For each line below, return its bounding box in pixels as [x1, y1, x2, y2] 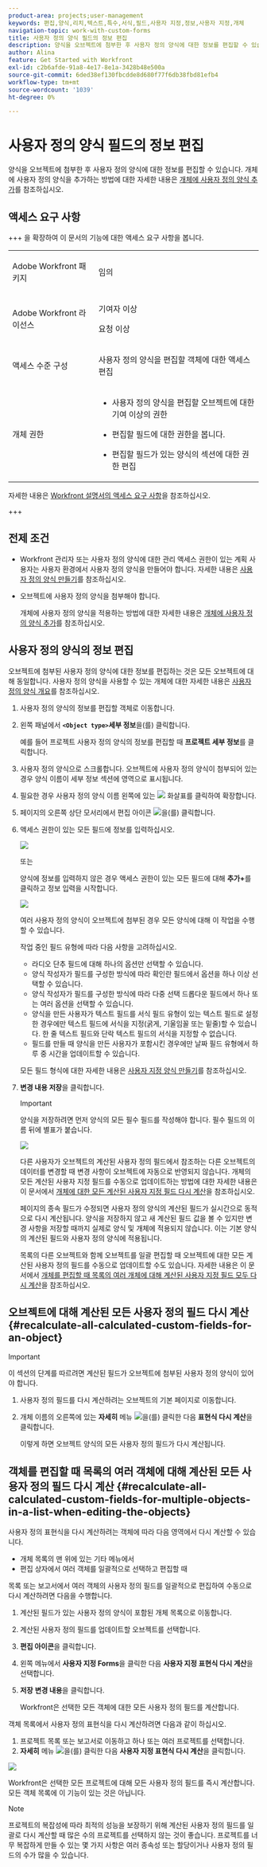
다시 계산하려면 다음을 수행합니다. [8, 1591, 113, 1601]
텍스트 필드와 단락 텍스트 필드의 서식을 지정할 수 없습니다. [59, 1028, 237, 1038]
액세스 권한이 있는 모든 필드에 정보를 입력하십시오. [19, 824, 175, 834]
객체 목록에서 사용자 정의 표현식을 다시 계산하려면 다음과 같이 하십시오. [8, 1720, 226, 1729]
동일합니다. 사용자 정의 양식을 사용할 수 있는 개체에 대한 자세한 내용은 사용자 [16, 676, 252, 686]
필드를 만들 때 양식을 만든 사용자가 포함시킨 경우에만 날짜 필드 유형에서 [31, 1039, 250, 1048]
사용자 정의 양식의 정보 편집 [8, 644, 133, 657]
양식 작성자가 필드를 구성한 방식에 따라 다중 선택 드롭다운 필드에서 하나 [31, 988, 250, 998]
